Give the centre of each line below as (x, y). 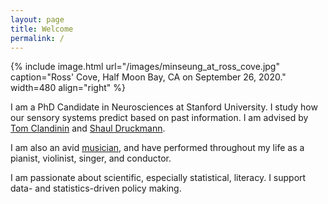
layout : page (37, 19)
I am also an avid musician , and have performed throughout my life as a (157, 148)
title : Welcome (42, 29)
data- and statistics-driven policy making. (96, 188)
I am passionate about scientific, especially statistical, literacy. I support (158, 178)
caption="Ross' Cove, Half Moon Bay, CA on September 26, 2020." (148, 77)
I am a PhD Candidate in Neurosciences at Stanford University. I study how (164, 107)
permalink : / (37, 38)
